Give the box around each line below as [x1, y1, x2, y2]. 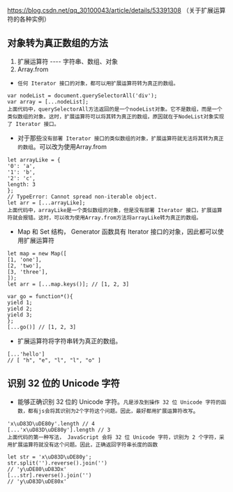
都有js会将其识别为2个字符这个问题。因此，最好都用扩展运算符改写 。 [27, 406, 200, 414]
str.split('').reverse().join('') [7, 459, 108, 467]
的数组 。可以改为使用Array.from [17, 142, 107, 150]
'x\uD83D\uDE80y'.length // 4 [7, 420, 96, 427]
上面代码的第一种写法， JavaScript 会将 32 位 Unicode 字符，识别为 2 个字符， [7, 433, 220, 441]
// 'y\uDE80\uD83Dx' [7, 465, 68, 472]
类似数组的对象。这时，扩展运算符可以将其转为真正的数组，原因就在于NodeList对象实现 [7, 113, 225, 120]
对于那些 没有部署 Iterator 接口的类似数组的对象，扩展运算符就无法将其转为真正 [17, 134, 225, 142]
